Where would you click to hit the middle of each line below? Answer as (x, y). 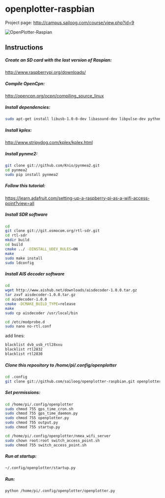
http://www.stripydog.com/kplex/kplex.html (49, 143)
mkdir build (17, 240)
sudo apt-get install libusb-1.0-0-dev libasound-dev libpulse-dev (76, 119)
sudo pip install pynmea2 (31, 174)
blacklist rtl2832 (24, 349)
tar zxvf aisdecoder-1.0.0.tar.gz (41, 295)
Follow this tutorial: (25, 186)
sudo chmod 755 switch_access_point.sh (46, 445)
